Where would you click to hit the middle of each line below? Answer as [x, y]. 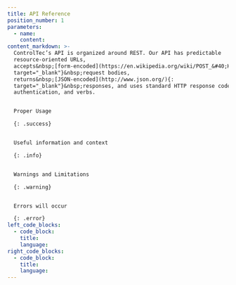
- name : [25, 33]
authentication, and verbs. [55, 92]
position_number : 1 [36, 20]
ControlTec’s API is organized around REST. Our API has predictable [117, 53]
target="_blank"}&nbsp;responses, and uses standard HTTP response [114, 86]
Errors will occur [41, 206]
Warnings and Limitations [52, 174]
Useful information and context [61, 143]
